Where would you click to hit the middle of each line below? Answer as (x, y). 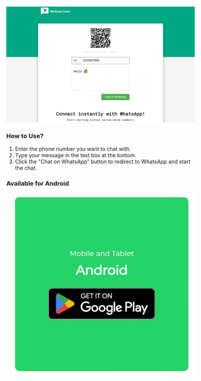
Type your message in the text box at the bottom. (75, 156)
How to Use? (25, 136)
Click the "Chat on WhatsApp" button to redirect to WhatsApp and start (103, 161)
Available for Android (38, 184)
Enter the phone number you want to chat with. (73, 149)
